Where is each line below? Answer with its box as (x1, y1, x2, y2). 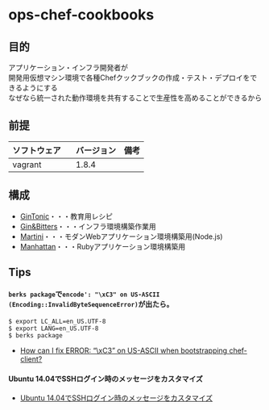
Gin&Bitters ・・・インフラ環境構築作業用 (19, 221, 156, 231)
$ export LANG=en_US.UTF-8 (8, 324, 99, 333)
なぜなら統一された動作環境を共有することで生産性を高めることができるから (8, 93, 263, 102)
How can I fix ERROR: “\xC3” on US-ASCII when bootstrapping (19, 345, 228, 356)
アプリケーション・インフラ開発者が (8, 63, 129, 72)
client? (19, 354, 43, 364)
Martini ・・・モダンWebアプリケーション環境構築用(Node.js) (19, 232, 223, 241)
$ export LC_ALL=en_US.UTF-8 (8, 317, 106, 326)
